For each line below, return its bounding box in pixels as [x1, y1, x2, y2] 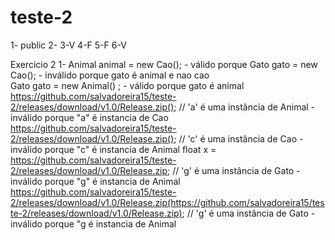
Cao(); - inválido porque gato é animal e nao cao [10, 69, 210, 81]
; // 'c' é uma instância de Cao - [173, 132, 304, 145]
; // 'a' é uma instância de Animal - [173, 101, 316, 113]
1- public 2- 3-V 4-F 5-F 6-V [10, 39, 127, 51]
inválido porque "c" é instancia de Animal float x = [10, 143, 217, 155]
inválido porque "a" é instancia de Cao [10, 111, 169, 123]
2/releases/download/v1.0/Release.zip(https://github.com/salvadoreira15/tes [10, 196, 325, 208]
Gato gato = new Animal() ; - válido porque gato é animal [10, 79, 245, 91]
